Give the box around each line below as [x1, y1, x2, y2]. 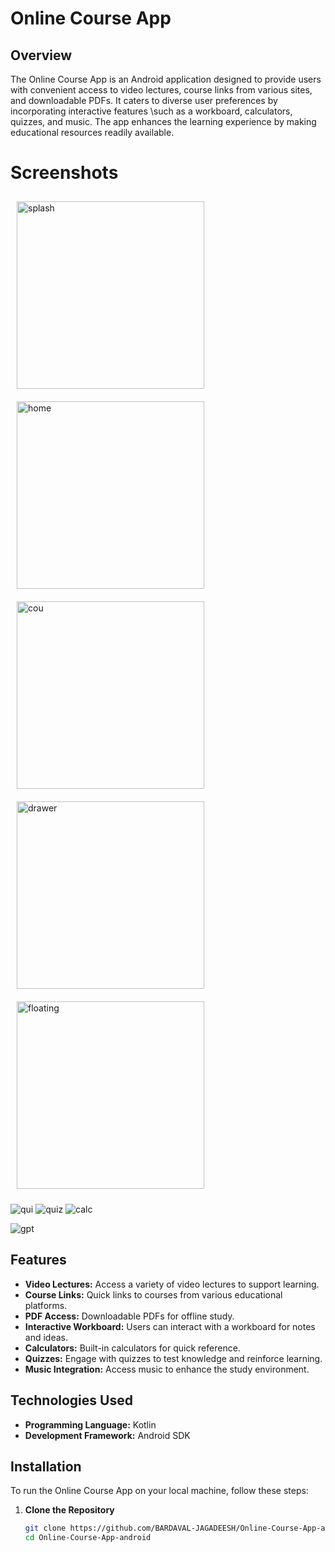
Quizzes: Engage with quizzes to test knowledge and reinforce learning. [24, 1352, 323, 1364]
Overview [10, 47, 73, 64]
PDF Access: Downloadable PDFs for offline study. [24, 1310, 235, 1322]
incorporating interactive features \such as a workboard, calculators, [10, 105, 293, 117]
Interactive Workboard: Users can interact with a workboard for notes [24, 1320, 316, 1332]
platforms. [24, 1299, 68, 1311]
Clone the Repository [24, 1504, 115, 1516]
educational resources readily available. [10, 127, 175, 138]
